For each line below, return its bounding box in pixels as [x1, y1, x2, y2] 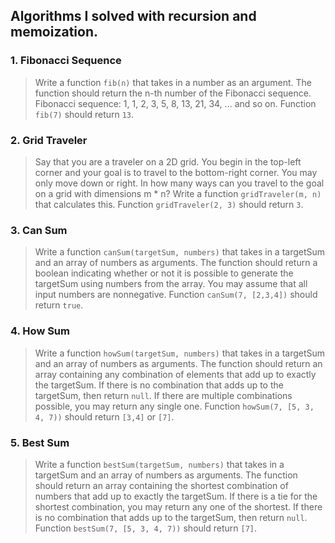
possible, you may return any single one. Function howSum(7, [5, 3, [34, 400, 315, 412]
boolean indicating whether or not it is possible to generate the [34, 267, 294, 279]
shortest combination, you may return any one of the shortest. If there [34, 500, 323, 513]
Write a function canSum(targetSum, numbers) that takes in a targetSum [34, 246, 326, 258]
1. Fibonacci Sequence [10, 54, 122, 68]
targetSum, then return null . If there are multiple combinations [34, 389, 293, 401]
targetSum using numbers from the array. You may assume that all [34, 278, 308, 290]
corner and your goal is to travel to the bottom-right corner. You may [34, 166, 318, 178]
